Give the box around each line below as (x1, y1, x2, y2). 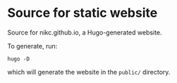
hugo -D (7, 55, 30, 63)
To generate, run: (7, 41, 58, 50)
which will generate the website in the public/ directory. (7, 68, 171, 76)
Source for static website (7, 5, 158, 21)
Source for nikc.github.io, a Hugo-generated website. (7, 28, 162, 37)
